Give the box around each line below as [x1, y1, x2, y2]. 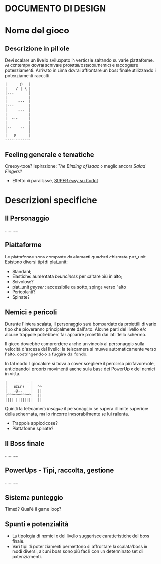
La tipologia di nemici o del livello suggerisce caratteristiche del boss [12, 533, 150, 539]
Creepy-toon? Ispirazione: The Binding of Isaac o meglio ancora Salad [5, 163, 146, 169]
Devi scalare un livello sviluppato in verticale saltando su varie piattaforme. [5, 57, 154, 63]
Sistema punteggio [5, 493, 64, 501]
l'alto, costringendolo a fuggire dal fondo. [5, 351, 88, 357]
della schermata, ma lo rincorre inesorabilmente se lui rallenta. [5, 411, 129, 417]
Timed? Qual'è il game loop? [5, 506, 62, 512]
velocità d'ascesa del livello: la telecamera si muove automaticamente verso [5, 346, 156, 352]
